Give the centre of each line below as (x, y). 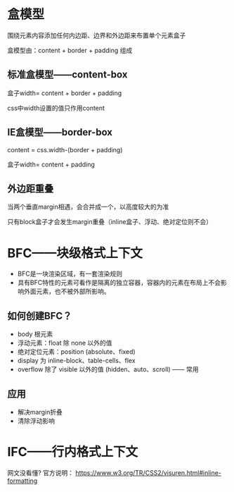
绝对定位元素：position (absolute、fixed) (76, 352)
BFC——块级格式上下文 (75, 253)
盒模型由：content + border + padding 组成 (70, 50)
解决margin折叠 (40, 412)
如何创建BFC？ (40, 315)
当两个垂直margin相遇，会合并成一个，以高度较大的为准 (88, 207)
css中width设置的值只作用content (56, 108)
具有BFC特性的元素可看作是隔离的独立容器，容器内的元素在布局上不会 (119, 283)
